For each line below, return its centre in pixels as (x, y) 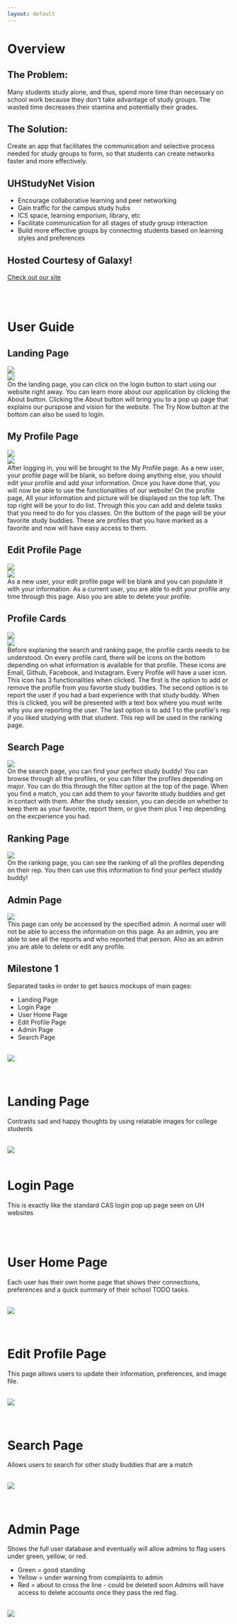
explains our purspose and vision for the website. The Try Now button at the (118, 407)
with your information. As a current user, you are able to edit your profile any (118, 588)
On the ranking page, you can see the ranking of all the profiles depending (116, 863)
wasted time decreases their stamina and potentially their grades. (103, 107)
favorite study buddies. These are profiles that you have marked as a (108, 520)
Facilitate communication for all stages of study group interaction (112, 223)
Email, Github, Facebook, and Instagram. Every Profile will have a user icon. (117, 672)
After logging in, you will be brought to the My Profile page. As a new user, (116, 468)
